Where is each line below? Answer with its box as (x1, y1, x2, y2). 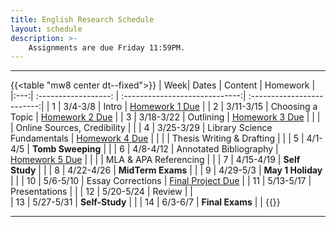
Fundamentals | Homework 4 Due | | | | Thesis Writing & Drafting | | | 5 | (10, 132, 305, 145)
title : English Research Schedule (10, 14, 155, 25)
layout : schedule (10, 24, 83, 34)
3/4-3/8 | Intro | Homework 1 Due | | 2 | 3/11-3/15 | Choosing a (63, 101, 318, 113)
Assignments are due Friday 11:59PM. (28, 42, 186, 53)
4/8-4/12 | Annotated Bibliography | (132, 143, 279, 155)
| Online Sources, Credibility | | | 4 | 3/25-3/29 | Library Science (10, 122, 273, 134)
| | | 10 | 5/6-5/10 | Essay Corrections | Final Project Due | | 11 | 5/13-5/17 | (10, 175, 312, 187)
